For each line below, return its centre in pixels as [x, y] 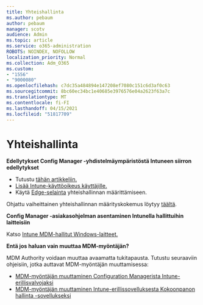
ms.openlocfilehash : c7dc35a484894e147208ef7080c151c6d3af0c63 [88, 86]
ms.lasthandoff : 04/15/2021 [42, 108]
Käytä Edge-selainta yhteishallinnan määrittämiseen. [81, 192]
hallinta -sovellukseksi [43, 296]
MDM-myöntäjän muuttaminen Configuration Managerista [88, 276]
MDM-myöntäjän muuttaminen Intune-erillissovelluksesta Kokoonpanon [105, 289]
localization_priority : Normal [46, 57]
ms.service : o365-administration [49, 46]
